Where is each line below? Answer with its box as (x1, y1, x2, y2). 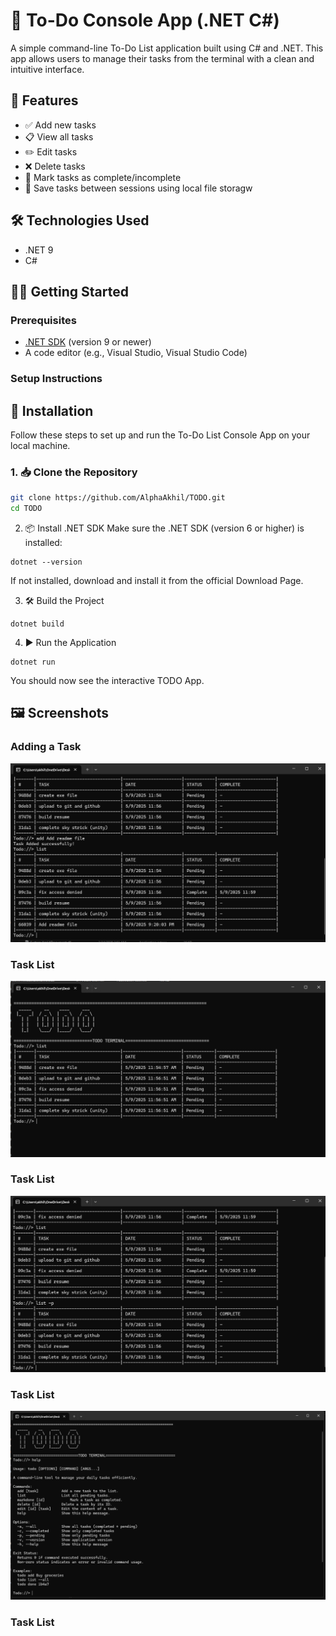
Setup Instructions (10, 372, 103, 386)
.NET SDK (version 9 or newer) (24, 336, 152, 348)
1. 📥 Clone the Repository (10, 465, 138, 479)
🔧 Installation (10, 402, 94, 419)
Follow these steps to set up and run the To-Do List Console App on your (10, 429, 311, 441)
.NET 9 (24, 244, 54, 256)
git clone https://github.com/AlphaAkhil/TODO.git (10, 493, 226, 503)
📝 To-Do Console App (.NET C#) (10, 9, 280, 32)
